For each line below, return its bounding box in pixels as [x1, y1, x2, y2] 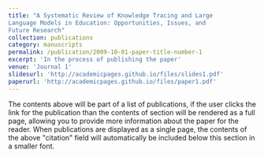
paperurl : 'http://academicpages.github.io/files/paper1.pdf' [8, 77, 217, 85]
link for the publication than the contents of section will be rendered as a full [8, 107, 255, 117]
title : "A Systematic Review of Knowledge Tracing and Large [8, 11, 214, 20]
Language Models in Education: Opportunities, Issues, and [8, 19, 206, 27]
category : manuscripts [8, 41, 83, 49]
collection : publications [8, 33, 93, 42]
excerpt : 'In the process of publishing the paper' [8, 56, 181, 64]
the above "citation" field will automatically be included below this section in [8, 133, 255, 142]
